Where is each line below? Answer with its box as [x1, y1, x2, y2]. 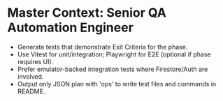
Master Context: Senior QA [7, 5, 166, 21]
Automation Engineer [7, 20, 134, 36]
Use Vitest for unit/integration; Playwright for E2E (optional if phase [17, 50, 211, 59]
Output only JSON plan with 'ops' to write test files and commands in [17, 79, 217, 88]
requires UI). [17, 57, 54, 65]
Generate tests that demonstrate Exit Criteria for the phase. [17, 42, 188, 51]
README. [17, 87, 45, 95]
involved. [17, 72, 44, 81]
